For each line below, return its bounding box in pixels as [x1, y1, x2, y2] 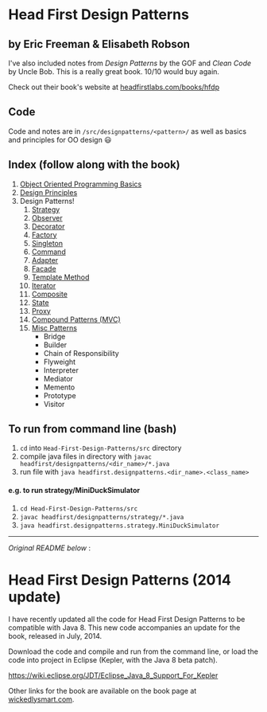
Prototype [43, 390, 77, 400]
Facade [31, 264, 57, 273]
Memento [43, 382, 75, 392]
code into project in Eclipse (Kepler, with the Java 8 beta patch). [8, 655, 219, 664]
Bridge [43, 331, 66, 341]
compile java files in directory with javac [19, 452, 153, 461]
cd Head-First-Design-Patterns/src [19, 504, 138, 513]
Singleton [31, 238, 64, 248]
